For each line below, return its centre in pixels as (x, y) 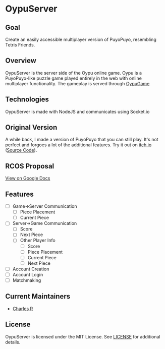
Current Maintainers (38, 296)
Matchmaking (27, 280)
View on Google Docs (28, 178)
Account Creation (31, 269)
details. (13, 342)
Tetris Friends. (20, 45)
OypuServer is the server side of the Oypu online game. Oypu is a (74, 73)
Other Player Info (38, 241)
